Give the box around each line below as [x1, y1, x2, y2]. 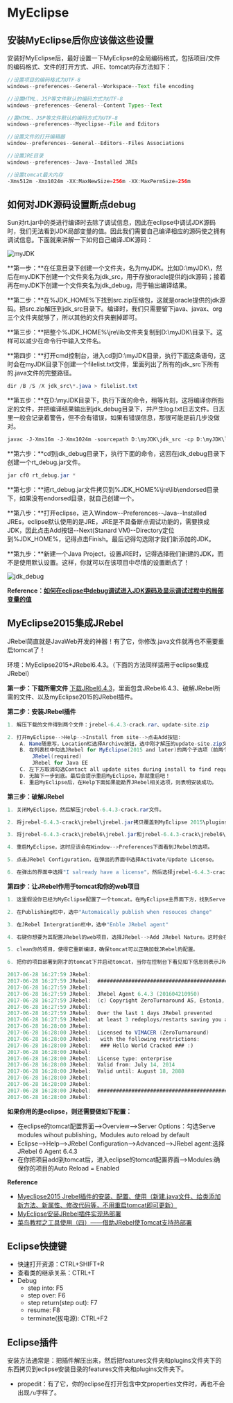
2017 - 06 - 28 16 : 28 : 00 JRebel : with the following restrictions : [7, 1035, 200, 1042]
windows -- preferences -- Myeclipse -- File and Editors [7, 121, 159, 128]
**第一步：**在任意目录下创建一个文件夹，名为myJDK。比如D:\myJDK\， [7, 264, 216, 272]
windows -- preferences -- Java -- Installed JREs [7, 158, 138, 166]
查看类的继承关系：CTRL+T [17, 1268, 96, 1277]
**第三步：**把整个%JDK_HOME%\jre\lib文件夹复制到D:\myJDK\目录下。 [7, 328, 217, 337]
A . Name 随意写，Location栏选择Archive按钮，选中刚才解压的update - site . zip [19, 740, 223, 747]
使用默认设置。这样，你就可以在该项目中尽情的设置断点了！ [19, 558, 189, 566]
